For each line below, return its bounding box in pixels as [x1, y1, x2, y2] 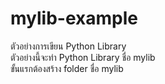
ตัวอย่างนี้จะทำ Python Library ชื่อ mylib [10, 51, 156, 63]
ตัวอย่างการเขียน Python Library [10, 40, 127, 52]
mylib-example [10, 7, 138, 30]
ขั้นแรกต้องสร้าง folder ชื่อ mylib [10, 62, 124, 74]
